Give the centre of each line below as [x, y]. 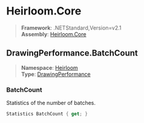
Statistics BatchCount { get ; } [47, 114]
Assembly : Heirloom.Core [54, 34]
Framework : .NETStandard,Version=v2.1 [71, 28]
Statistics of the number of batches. [51, 103]
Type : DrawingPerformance [56, 74]
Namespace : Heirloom [50, 68]
